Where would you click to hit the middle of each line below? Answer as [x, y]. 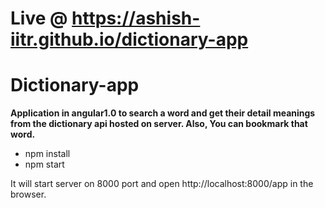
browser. [28, 194]
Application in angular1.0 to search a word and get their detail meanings [163, 113]
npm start [44, 164]
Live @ [39, 18]
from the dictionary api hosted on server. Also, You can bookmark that [159, 124]
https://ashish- [136, 18]
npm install [47, 154]
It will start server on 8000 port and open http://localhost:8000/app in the [162, 184]
